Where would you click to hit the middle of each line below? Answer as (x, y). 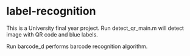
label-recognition (51, 11)
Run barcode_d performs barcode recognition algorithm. (77, 46)
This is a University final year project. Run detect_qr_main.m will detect (95, 28)
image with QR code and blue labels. (52, 34)
